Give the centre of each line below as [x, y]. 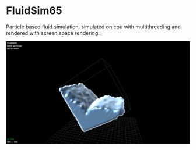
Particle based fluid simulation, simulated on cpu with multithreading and [93, 27]
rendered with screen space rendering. [53, 33]
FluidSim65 [34, 11]
